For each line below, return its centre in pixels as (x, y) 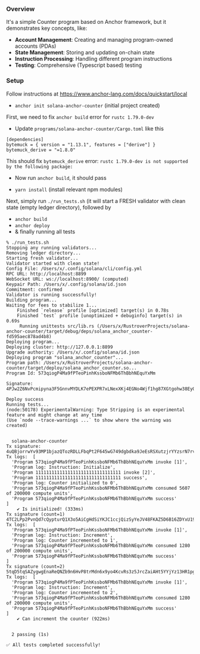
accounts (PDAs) (35, 46)
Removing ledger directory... (44, 253)
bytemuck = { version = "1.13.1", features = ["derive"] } (81, 145)
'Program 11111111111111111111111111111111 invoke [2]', (84, 472)
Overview (21, 9)
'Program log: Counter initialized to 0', (65, 483)
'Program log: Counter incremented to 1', (65, 540)
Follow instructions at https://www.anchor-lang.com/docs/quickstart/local (97, 94)
